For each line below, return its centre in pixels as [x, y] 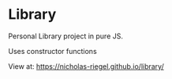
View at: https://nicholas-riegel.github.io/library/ [86, 66]
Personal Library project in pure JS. [66, 36]
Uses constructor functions [52, 51]
